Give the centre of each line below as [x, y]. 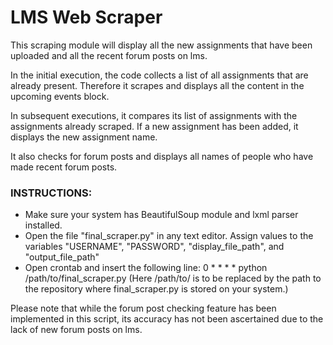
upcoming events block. [60, 96]
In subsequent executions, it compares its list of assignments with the [154, 115]
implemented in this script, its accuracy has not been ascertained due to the [167, 319]
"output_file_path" [62, 257]
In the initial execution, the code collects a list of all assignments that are [159, 75]
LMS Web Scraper [86, 17]
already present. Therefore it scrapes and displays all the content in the [157, 85]
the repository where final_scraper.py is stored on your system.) [156, 289]
